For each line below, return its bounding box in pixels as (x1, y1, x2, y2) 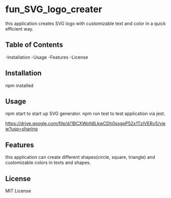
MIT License (5, 188, 32, 194)
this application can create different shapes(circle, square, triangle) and (5, 154, 155, 160)
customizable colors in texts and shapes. (5, 159, 91, 166)
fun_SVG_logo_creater (5, 4, 103, 15)
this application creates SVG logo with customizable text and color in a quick (5, 20, 166, 26)
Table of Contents (5, 41, 64, 49)
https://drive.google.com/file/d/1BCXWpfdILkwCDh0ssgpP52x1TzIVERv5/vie (5, 121, 166, 127)
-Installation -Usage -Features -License (5, 54, 88, 60)
